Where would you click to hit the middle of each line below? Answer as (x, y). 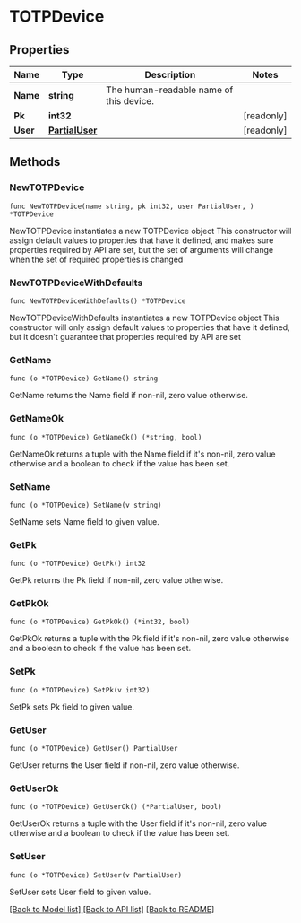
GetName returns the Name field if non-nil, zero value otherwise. (129, 396)
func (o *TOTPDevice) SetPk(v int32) (80, 690)
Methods (35, 162)
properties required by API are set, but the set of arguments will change (142, 249)
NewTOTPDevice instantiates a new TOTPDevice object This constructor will (150, 231)
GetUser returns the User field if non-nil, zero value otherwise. (125, 765)
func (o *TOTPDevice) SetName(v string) (86, 505)
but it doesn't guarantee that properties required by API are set (125, 336)
